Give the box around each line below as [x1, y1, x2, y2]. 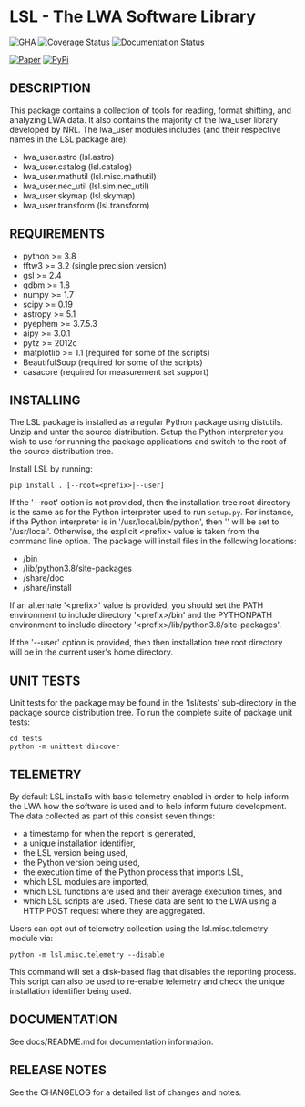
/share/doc [22, 573, 65, 584]
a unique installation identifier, [22, 838, 136, 848]
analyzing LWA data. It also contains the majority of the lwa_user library [9, 114, 279, 125]
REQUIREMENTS [9, 226, 105, 242]
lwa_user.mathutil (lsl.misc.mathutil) [22, 170, 157, 181]
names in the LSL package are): [9, 134, 129, 145]
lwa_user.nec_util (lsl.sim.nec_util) [22, 180, 150, 191]
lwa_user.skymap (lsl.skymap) [22, 189, 136, 201]
